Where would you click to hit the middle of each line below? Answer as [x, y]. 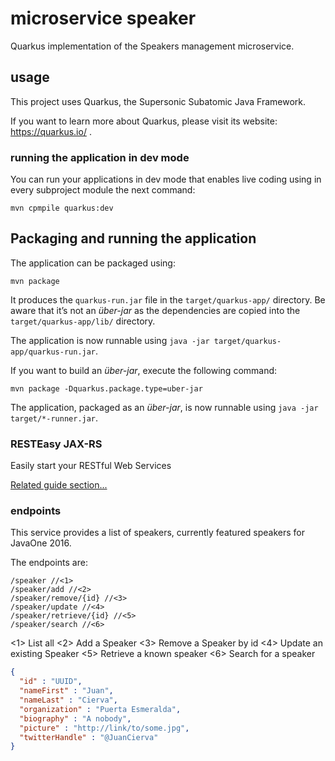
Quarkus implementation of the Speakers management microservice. [152, 46]
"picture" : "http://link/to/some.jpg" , [104, 728]
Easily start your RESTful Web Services [91, 466]
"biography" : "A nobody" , [75, 718]
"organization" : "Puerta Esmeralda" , [100, 709]
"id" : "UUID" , [51, 682]
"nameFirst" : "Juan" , [66, 691]
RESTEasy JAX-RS [56, 444]
